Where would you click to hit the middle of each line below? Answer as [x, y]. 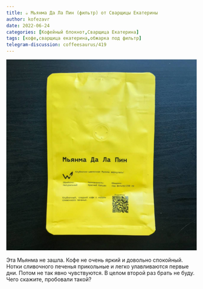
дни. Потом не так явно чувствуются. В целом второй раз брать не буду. [101, 273]
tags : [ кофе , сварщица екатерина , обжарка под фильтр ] [74, 38]
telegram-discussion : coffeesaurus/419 [56, 45]
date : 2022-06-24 [28, 25]
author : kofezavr [28, 19]
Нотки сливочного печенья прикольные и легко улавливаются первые [98, 266]
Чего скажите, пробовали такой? [49, 279]
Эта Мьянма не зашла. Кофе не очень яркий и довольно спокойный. [95, 260]
